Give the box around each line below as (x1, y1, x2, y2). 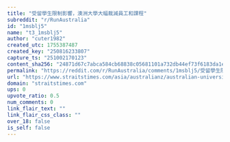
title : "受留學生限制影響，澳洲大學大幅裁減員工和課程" (7, 10, 147, 17)
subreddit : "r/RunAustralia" (7, 16, 90, 23)
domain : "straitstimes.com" (7, 80, 88, 87)
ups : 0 (7, 86, 26, 93)
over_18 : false (7, 117, 51, 125)
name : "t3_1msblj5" (7, 29, 63, 36)
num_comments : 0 (7, 99, 53, 106)
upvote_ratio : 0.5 (7, 93, 60, 100)
